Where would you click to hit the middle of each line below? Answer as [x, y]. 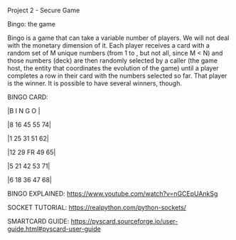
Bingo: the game [31, 24]
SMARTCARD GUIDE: [38, 221]
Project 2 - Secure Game [44, 10]
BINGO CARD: [28, 97]
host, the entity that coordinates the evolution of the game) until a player [113, 68]
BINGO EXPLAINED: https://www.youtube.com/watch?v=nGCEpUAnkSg [113, 194]
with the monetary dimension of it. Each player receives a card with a [108, 45]
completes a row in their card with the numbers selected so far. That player [117, 75]
